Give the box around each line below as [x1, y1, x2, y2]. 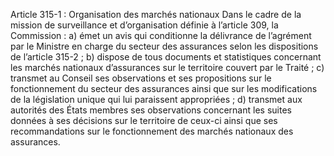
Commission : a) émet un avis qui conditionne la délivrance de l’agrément [10, 30, 312, 41]
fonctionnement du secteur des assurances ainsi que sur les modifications [10, 83, 318, 94]
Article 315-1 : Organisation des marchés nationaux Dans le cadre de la [10, 9, 302, 20]
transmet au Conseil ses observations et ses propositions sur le [10, 72, 272, 84]
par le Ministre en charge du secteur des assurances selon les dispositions [10, 40, 319, 52]
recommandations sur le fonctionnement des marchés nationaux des [10, 125, 294, 137]
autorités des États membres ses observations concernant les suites [10, 104, 292, 116]
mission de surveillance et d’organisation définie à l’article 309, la [10, 19, 279, 31]
